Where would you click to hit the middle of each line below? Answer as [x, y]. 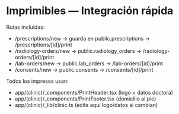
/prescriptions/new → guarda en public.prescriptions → [82, 38]
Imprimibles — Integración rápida [90, 11]
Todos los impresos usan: [38, 81]
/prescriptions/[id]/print [43, 45]
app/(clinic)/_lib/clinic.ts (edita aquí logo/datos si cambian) [86, 105]
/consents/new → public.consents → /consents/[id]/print [84, 69]
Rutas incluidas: [25, 27]
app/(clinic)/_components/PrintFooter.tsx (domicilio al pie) [85, 99]
